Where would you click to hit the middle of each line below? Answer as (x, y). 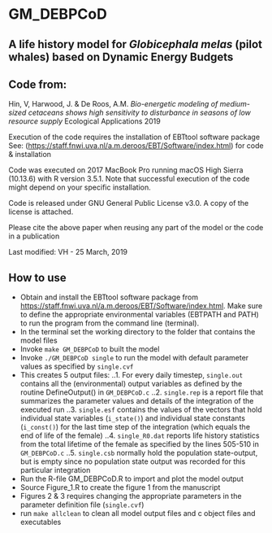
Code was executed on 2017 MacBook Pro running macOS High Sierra (126, 170)
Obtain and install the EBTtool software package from (109, 297)
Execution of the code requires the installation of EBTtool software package (134, 137)
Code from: (38, 84)
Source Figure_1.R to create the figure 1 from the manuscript (120, 487)
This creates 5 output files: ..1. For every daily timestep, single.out (132, 375)
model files (39, 341)
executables (41, 522)
